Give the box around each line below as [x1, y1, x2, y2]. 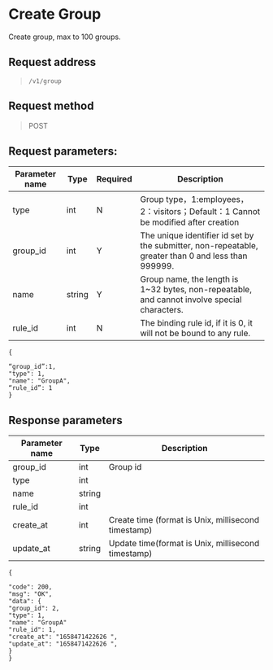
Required [96, 173, 132, 185]
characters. [140, 304, 184, 316]
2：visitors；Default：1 [140, 206, 231, 217]
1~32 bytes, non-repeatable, [140, 284, 252, 296]
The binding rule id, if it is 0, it [140, 317, 253, 329]
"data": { [8, 598, 42, 606]
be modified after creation [140, 217, 240, 228]
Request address [8, 55, 97, 69]
